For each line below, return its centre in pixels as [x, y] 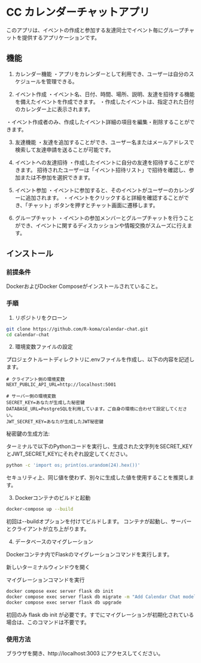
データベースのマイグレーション [54, 542]
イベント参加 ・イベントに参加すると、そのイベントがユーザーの [94, 190]
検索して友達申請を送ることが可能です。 [64, 149]
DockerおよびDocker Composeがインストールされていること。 [84, 286]
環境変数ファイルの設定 [44, 347]
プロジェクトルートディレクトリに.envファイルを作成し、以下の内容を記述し [100, 359]
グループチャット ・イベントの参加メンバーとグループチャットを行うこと [104, 218]
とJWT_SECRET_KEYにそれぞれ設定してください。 [68, 454]
